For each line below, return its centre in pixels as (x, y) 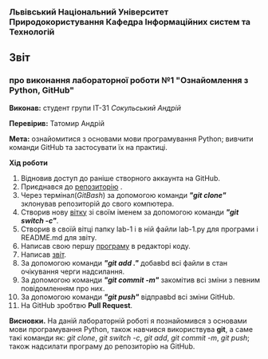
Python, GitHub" (42, 90)
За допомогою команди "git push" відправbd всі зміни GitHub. (128, 297)
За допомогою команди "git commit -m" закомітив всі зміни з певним (140, 280)
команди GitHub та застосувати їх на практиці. (89, 147)
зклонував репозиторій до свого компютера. (97, 203)
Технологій (32, 32)
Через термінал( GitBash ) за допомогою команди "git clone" (123, 195)
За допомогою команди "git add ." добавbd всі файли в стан (124, 262)
